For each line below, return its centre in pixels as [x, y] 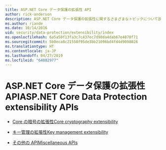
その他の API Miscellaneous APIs [45, 143]
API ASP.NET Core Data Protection [76, 97]
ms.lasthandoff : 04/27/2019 [34, 56]
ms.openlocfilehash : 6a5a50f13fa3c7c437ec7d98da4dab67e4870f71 [72, 37]
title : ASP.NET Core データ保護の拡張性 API [48, 10]
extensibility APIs [42, 107]
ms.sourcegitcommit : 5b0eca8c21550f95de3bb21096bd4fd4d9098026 [72, 42]
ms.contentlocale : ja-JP [31, 51]
